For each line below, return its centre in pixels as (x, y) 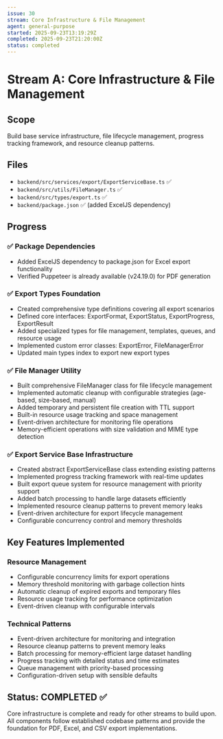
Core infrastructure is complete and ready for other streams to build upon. (112, 714)
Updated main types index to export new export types (93, 352)
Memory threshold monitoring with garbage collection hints (101, 584)
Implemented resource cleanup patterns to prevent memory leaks (110, 506)
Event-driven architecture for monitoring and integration (96, 639)
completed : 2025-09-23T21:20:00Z (55, 39)
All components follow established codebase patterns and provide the (106, 721)
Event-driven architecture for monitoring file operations (95, 422)
